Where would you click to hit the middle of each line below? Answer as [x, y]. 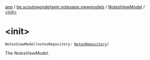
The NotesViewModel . [27, 53]
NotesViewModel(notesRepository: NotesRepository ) [57, 44]
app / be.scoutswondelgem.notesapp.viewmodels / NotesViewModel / [75, 7]
